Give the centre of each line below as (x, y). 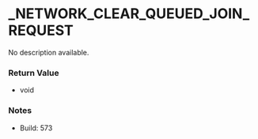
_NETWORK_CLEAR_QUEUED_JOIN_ (129, 14)
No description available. (49, 52)
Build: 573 (36, 128)
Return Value (34, 73)
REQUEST (41, 30)
